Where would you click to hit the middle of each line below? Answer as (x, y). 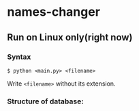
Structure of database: (45, 101)
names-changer (54, 12)
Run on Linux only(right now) (70, 37)
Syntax (19, 57)
